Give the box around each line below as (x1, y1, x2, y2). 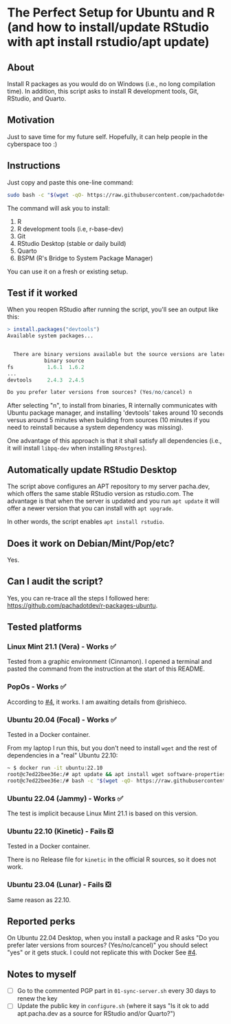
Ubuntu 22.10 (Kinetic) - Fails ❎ (7, 826, 113, 836)
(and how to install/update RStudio (7, 19, 210, 35)
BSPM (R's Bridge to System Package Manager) (16, 253, 153, 262)
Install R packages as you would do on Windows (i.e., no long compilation (7, 80, 215, 87)
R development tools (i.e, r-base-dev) (16, 224, 124, 233)
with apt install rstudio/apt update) (7, 34, 210, 50)
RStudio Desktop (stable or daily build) (16, 239, 126, 247)
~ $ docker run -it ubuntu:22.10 (7, 764, 103, 772)
